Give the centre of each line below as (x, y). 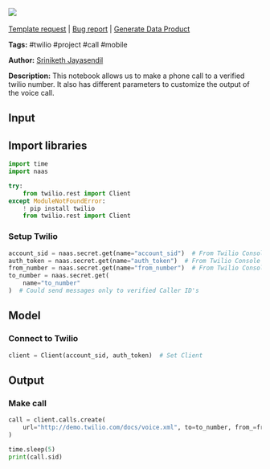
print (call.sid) (35, 457)
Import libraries (48, 145)
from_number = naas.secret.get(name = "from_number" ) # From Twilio (124, 268)
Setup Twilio (33, 237)
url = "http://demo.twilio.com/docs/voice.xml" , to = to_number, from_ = (140, 427)
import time (28, 164)
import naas (28, 172)
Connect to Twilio (43, 339)
